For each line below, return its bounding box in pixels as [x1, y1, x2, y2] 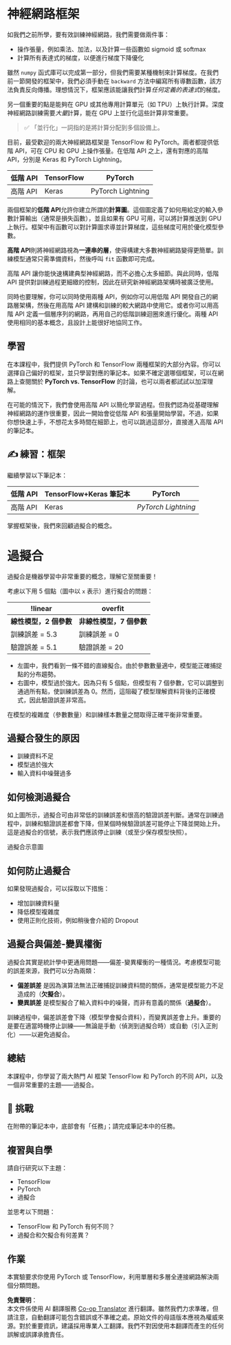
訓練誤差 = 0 [78, 629, 120, 639]
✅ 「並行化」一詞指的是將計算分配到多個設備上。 [23, 123, 164, 132]
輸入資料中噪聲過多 [16, 769, 72, 778]
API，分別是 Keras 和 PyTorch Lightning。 [7, 155, 126, 163]
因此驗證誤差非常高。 [29, 696, 90, 704]
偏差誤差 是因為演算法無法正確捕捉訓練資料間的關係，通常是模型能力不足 [16, 981, 224, 989]
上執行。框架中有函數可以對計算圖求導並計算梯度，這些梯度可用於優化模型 [7, 222, 218, 231]
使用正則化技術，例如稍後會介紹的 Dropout [16, 916, 139, 924]
